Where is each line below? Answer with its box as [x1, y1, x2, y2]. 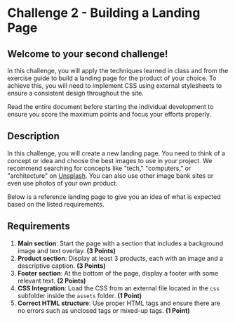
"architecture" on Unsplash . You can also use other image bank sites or [7, 171, 214, 180]
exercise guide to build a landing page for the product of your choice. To [7, 74, 217, 82]
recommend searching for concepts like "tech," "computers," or [7, 164, 192, 172]
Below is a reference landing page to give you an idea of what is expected [7, 192, 221, 201]
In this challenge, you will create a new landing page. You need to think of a [7, 149, 226, 157]
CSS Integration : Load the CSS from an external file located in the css [17, 283, 220, 292]
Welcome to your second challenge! [7, 48, 168, 60]
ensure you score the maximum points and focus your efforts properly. [7, 110, 212, 118]
